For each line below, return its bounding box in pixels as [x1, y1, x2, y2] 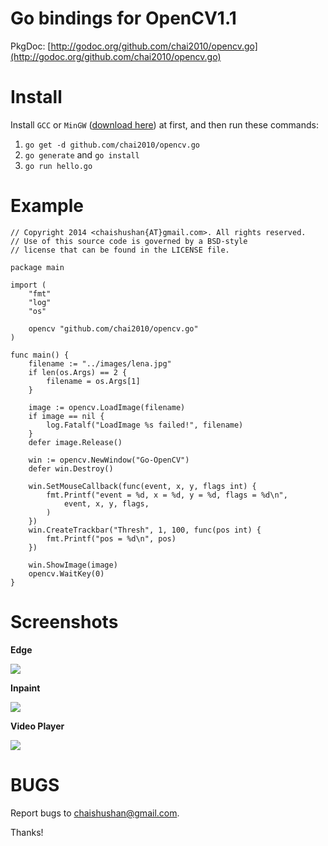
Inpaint [10, 682, 41, 694]
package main [10, 262, 65, 272]
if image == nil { [28, 411, 105, 421]
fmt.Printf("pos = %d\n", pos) [46, 533, 177, 544]
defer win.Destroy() [28, 463, 114, 474]
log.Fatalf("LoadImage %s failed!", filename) [46, 420, 244, 430]
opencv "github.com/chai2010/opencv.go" [28, 323, 199, 334]
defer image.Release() [28, 437, 123, 447]
